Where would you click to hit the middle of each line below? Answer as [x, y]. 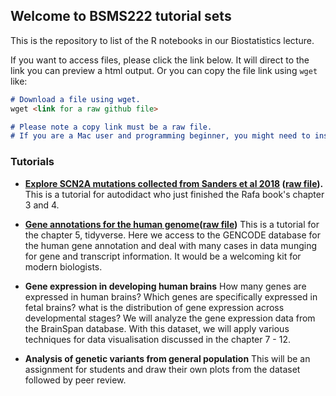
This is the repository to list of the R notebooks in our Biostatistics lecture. [162, 40]
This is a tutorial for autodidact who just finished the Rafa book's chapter [174, 194]
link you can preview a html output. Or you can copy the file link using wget [164, 70]
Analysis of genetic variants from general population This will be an [167, 358]
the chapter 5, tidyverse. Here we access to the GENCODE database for [172, 235]
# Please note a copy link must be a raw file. [111, 127]
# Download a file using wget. [75, 99]
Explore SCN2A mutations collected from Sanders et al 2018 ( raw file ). [174, 183]
